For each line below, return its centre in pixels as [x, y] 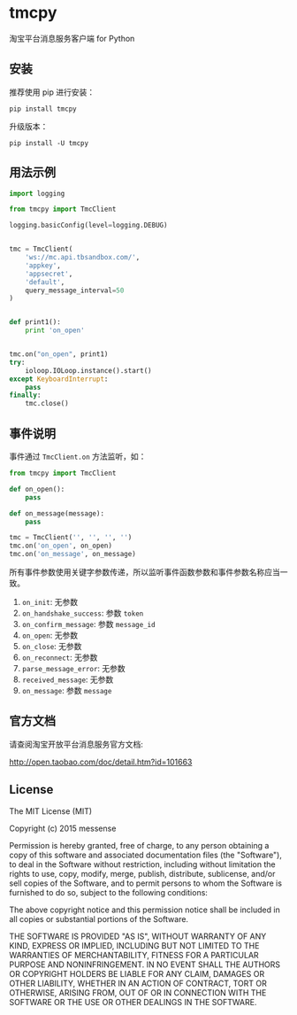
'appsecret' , [49, 274]
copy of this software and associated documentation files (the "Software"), [146, 855]
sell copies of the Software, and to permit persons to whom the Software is [146, 883]
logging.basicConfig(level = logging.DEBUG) [88, 225]
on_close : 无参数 [52, 646]
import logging [37, 193]
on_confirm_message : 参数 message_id [89, 624]
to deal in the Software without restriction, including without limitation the [142, 864]
